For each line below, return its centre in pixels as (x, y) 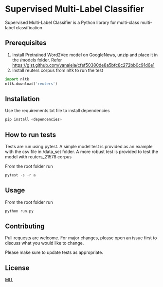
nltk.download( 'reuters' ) (31, 84)
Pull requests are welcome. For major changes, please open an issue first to (81, 238)
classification (29, 27)
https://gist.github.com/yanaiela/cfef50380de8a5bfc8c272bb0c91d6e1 (83, 65)
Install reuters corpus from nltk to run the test (58, 70)
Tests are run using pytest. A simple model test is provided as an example (79, 146)
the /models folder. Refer (37, 60)
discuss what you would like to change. (45, 243)
